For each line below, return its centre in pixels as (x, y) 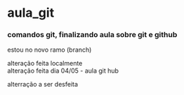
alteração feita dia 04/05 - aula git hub (63, 71)
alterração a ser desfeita (43, 85)
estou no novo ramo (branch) (50, 50)
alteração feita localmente (45, 64)
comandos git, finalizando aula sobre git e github (92, 35)
